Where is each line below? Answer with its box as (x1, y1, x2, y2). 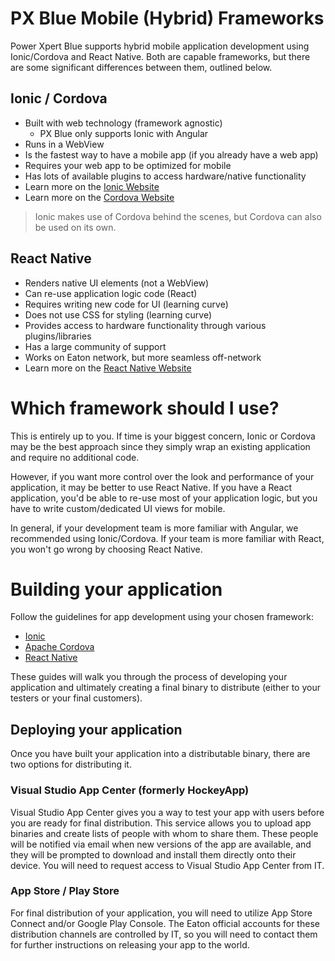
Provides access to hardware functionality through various (24, 319, 267, 331)
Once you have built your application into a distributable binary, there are (10, 748, 311, 760)
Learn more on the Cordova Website (24, 191, 175, 203)
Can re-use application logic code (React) (24, 287, 198, 299)
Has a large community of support (24, 340, 167, 352)
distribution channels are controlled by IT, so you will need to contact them (10, 928, 318, 940)
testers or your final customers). (10, 692, 143, 704)
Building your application (10, 578, 223, 601)
